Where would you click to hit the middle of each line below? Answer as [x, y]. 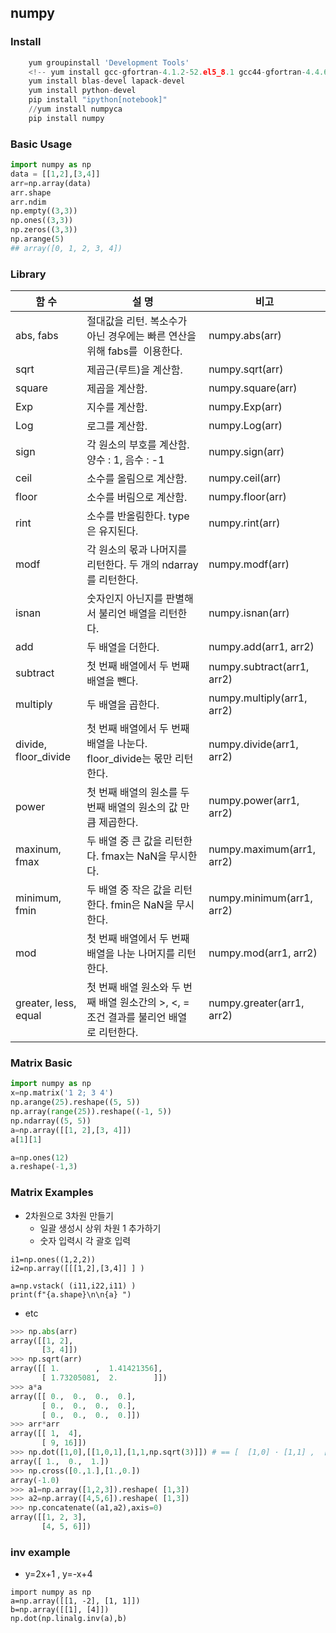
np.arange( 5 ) [37, 239]
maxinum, [38, 849]
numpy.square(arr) [253, 388]
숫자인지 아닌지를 [125, 599]
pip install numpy [66, 118]
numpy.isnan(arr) [249, 613]
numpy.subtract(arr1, [259, 667]
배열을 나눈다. [117, 744]
